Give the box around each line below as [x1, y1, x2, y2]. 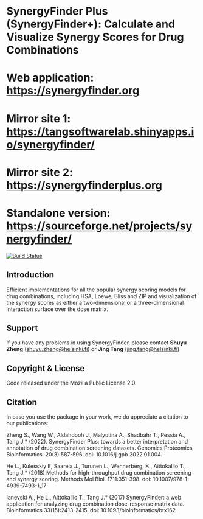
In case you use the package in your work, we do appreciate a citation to [6, 413, 188, 420]
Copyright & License [6, 363, 85, 374]
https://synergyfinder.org [6, 84, 140, 98]
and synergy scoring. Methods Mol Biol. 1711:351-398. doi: [6, 475, 152, 482]
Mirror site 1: [6, 111, 71, 125]
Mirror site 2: [6, 165, 73, 179]
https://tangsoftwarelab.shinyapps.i [6, 125, 194, 138]
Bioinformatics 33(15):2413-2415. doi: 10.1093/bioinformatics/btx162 [6, 506, 176, 514]
